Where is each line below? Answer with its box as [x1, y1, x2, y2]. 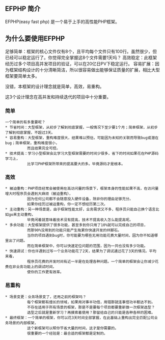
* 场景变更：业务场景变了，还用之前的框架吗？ [5, 294, 87, 299]
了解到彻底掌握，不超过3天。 [5, 130, 55, 135]
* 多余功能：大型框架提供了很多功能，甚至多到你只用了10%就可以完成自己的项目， [5, 223, 148, 227]
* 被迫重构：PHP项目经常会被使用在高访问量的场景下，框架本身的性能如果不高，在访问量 [5, 186, 159, 191]
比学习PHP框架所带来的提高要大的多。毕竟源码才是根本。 [27, 161, 125, 166]
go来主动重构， [8, 212, 35, 217]
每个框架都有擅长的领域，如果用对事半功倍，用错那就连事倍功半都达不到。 [27, 299, 155, 305]
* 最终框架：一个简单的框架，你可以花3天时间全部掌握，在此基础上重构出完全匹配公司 [5, 315, 155, 320]
